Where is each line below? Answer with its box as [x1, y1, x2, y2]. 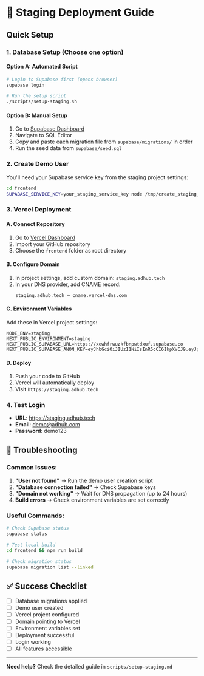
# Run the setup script [6, 93, 67, 99]
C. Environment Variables [6, 305, 72, 312]
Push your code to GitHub [15, 373, 80, 380]
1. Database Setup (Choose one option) [6, 48, 124, 56]
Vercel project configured [15, 610, 80, 618]
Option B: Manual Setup [6, 112, 68, 119]
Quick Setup [6, 30, 54, 40]
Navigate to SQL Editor [15, 132, 73, 139]
